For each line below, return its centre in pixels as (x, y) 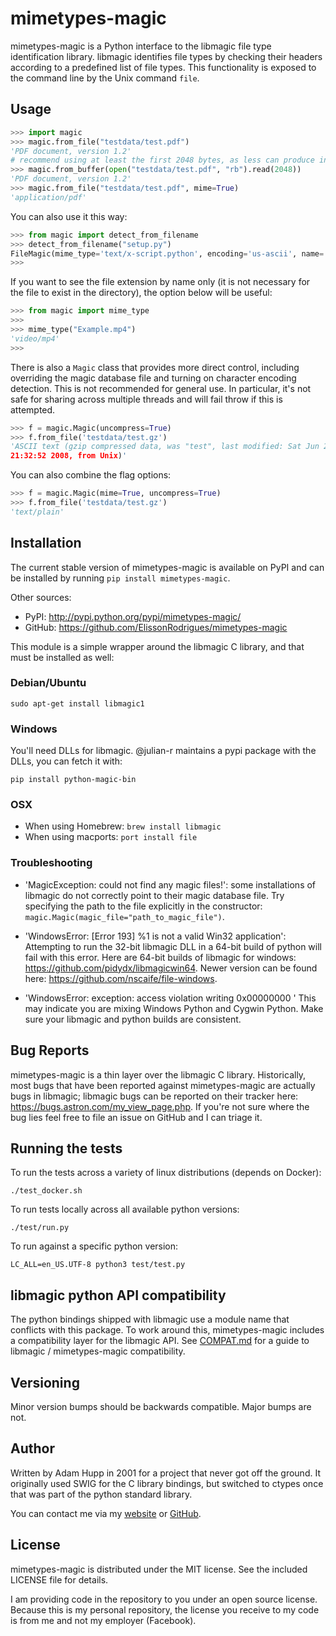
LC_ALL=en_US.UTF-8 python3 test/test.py (98, 1265)
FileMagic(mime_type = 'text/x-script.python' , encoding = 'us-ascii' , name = (167, 253)
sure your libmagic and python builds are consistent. (133, 1019)
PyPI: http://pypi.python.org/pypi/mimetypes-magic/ (133, 616)
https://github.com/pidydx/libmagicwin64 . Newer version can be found (171, 968)
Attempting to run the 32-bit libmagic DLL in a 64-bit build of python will (173, 946)
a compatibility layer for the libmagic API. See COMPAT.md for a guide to (160, 1341)
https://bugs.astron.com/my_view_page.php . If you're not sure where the (160, 1106)
